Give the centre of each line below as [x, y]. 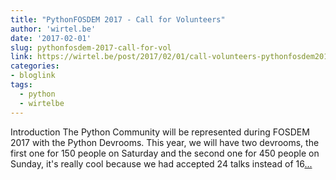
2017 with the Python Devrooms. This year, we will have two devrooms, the [165, 142]
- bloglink [33, 76]
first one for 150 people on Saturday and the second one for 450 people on [165, 153]
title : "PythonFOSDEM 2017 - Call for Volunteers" [118, 19]
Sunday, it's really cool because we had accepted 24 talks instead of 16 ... [161, 163]
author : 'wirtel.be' [53, 29]
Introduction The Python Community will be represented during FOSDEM [160, 132]
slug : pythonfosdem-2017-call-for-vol [91, 47]
